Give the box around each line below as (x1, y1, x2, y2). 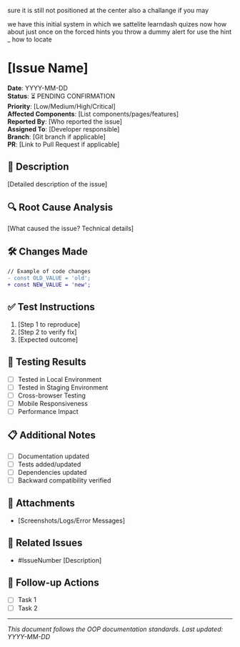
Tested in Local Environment (17, 375, 102, 383)
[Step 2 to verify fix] (17, 327, 77, 336)
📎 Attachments (7, 497, 75, 510)
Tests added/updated (17, 460, 81, 468)
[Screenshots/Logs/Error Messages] (17, 516, 126, 525)
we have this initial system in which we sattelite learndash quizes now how (7, 20, 227, 28)
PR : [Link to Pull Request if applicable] (7, 139, 120, 149)
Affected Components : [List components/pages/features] (7, 109, 179, 118)
